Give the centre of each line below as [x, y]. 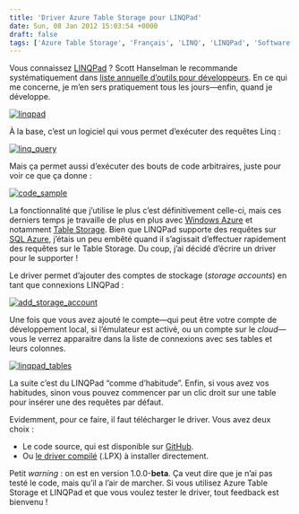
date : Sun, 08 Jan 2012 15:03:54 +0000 [84, 26]
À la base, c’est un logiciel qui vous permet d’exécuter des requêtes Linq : [145, 132]
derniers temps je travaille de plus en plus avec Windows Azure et [131, 220]
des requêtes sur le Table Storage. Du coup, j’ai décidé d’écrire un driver [143, 248]
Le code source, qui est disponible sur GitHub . [108, 447]
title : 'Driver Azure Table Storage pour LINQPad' [106, 17]
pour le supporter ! [44, 258]
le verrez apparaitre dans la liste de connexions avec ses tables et [151, 339]
